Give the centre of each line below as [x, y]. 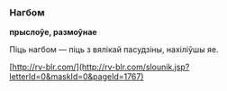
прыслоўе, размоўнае [53, 32]
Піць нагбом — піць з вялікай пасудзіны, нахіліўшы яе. [114, 50]
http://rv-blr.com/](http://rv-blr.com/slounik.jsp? [101, 67]
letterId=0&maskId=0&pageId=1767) [77, 77]
